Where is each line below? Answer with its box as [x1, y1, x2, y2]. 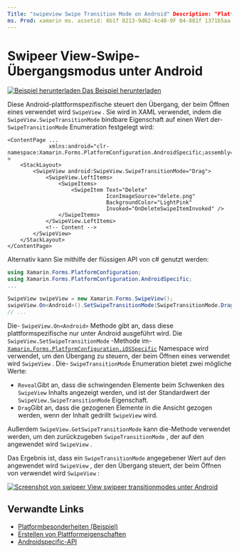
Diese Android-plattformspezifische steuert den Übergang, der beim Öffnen [7, 100, 230, 109]
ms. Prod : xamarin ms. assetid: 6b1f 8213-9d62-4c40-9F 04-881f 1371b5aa [7, 17, 231, 24]
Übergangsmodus [7, 63, 116, 79]
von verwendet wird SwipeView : [7, 468, 100, 477]
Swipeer [7, 48, 58, 64]
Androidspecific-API [17, 537, 78, 546]
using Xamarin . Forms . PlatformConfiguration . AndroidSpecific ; [7, 276, 193, 283]
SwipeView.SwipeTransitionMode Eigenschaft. [17, 396, 149, 404]
